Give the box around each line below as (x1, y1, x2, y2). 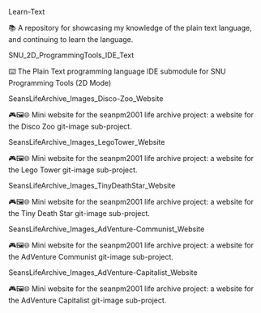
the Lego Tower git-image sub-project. (8, 165, 138, 175)
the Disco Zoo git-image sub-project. (8, 121, 132, 131)
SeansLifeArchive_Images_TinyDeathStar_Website (8, 181, 176, 190)
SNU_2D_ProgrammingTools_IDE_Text (8, 50, 135, 60)
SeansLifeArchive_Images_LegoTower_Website (8, 137, 165, 146)
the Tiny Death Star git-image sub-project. (8, 209, 150, 218)
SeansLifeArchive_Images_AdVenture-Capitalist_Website (8, 268, 198, 277)
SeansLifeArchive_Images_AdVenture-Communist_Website (8, 224, 205, 234)
